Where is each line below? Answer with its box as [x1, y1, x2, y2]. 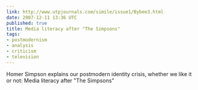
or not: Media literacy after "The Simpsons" [6, 77, 114, 84]
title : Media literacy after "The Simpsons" [6, 25, 120, 32]
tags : [6, 31, 20, 37]
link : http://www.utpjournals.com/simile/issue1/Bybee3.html [6, 8, 164, 15]
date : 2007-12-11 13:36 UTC [6, 14, 78, 21]
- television [6, 54, 39, 60]
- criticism [6, 48, 36, 54]
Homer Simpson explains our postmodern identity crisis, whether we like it [6, 70, 192, 77]
